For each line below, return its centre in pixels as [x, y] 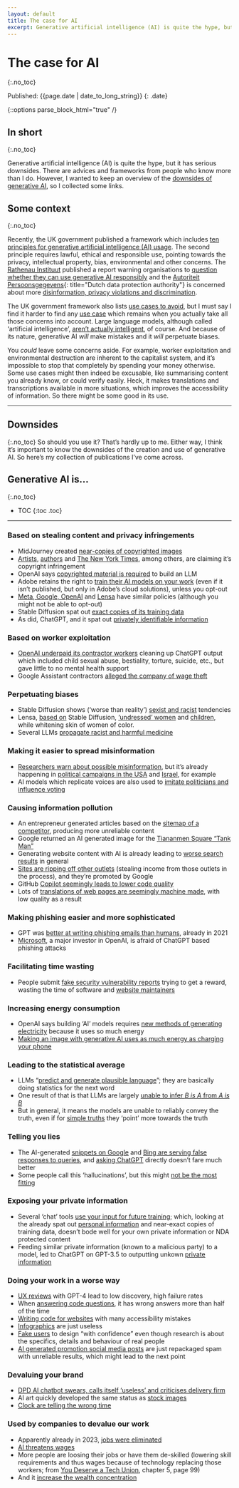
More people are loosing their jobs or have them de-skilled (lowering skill [124, 1455]
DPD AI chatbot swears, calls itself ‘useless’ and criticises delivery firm [121, 1390]
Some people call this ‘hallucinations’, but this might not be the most [117, 1175]
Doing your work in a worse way [64, 1280]
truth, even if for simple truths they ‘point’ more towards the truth [113, 1118]
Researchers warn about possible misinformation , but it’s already [113, 766]
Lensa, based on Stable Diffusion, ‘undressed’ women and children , [117, 718]
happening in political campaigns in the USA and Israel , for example [117, 774]
